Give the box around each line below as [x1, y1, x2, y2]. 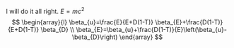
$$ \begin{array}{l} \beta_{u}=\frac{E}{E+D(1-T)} [11, 17, 154, 26]
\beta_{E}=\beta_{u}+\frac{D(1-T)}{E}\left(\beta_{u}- [76, 25, 227, 33]
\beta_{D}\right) [71, 33, 118, 41]
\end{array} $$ [119, 33, 163, 41]
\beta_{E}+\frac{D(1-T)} [155, 17, 223, 26]
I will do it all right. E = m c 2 [6, 6, 85, 15]
